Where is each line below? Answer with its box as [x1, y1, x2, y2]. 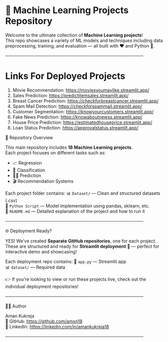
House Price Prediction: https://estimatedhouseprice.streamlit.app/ [12, 119, 153, 125]
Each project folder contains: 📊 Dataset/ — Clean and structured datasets [5, 190, 160, 196]
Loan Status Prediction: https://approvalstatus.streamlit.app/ [12, 124, 139, 131]
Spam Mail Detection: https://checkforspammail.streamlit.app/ [12, 103, 143, 109]
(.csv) [5, 197, 18, 203]
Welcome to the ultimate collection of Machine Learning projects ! [5, 32, 143, 38]
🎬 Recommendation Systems [12, 178, 74, 184]
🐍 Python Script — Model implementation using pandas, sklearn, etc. [5, 202, 150, 209]
